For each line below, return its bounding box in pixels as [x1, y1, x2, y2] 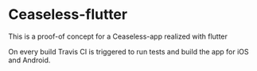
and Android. [8, 55, 51, 65]
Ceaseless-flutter [8, 6, 128, 24]
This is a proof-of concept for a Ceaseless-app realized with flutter [8, 32, 228, 41]
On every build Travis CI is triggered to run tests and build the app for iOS [8, 47, 249, 56]
